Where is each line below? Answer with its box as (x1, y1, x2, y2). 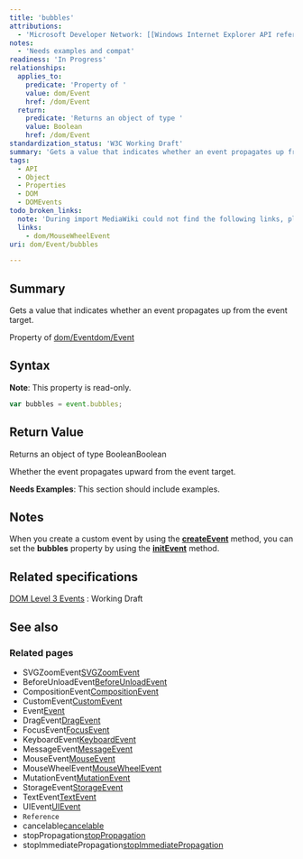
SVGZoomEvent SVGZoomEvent (22, 667, 140, 678)
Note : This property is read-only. (9, 382, 132, 393)
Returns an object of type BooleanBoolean (9, 448, 167, 459)
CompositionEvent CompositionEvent (22, 686, 160, 697)
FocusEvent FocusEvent (22, 724, 110, 735)
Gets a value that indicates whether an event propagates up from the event (9, 305, 289, 316)
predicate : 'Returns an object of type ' (25, 114, 183, 123)
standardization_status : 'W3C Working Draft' (9, 139, 183, 148)
